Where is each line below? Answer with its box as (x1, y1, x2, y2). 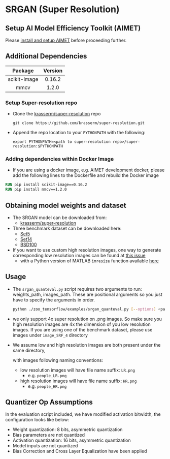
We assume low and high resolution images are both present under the (12, 342, 161, 348)
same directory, (12, 347, 46, 353)
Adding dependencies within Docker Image (5, 156, 114, 163)
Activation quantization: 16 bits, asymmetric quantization (12, 437, 131, 443)
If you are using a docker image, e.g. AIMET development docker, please (12, 167, 165, 173)
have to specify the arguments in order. (12, 296, 95, 303)
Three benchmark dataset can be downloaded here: (12, 225, 122, 231)
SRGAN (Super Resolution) (5, 4, 120, 15)
